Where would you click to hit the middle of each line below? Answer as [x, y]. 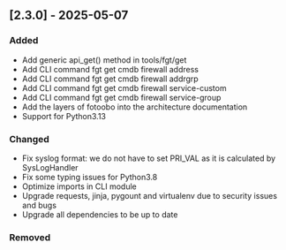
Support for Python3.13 [64, 116]
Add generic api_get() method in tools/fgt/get [104, 60]
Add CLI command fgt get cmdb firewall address [110, 69]
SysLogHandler [50, 167]
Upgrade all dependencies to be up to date [100, 214]
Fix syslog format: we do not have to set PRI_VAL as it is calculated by [149, 158]
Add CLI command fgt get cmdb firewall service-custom [124, 87]
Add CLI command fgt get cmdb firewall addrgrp [110, 79]
